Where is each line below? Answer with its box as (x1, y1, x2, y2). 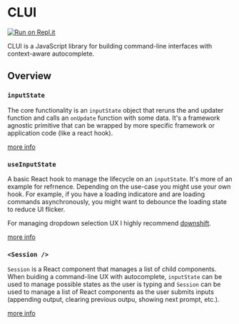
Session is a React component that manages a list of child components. (7, 265, 217, 273)
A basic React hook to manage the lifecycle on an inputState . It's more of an (7, 174, 233, 183)
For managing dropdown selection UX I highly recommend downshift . (7, 218, 212, 227)
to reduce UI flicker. (7, 205, 66, 213)
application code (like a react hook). (7, 128, 113, 137)
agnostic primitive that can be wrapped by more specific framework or (7, 121, 215, 129)
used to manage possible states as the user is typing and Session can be (7, 280, 221, 289)
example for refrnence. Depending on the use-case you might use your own (7, 182, 231, 191)
